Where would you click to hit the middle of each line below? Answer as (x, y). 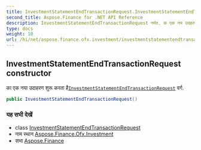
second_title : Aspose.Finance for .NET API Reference (75, 17)
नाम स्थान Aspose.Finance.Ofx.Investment (64, 134)
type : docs (20, 28)
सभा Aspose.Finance (39, 140)
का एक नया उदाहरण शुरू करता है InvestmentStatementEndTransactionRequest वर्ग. (95, 88)
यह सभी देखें (19, 115)
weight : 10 (20, 34)
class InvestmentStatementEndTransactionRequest (77, 127)
